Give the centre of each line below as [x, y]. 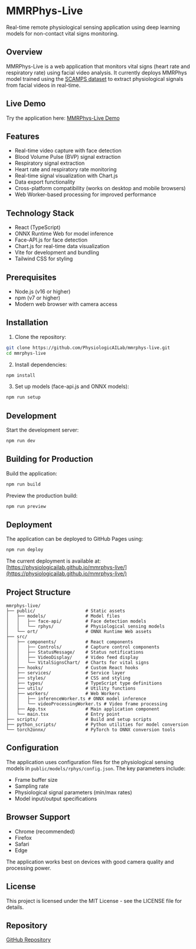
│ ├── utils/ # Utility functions [71, 689]
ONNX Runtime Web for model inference [64, 234]
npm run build [24, 484]
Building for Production [50, 459]
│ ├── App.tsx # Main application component [83, 709]
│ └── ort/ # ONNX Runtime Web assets [79, 632]
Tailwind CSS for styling [44, 259]
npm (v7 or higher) [37, 298]
